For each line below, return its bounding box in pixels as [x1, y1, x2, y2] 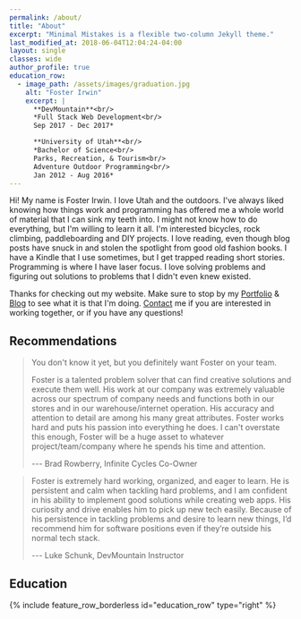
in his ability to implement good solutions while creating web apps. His [30, 495, 291, 505]
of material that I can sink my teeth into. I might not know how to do [9, 214, 258, 225]
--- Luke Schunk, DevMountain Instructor [30, 550, 185, 561]
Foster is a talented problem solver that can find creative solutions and [30, 375, 292, 386]
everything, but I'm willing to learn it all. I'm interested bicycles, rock [9, 224, 261, 234]
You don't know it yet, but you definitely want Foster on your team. [30, 357, 278, 368]
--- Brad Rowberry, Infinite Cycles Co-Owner [30, 458, 198, 470]
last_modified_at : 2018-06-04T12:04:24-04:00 [9, 38, 182, 47]
